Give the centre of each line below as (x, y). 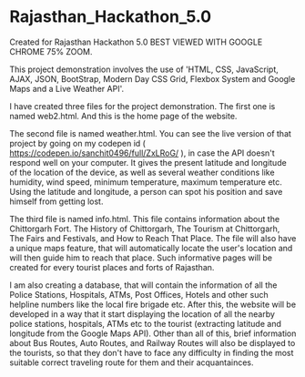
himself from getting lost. (56, 201)
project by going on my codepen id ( (77, 143)
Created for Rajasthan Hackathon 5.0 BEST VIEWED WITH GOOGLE (136, 42)
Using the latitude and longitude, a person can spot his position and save (146, 191)
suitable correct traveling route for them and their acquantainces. (132, 362)
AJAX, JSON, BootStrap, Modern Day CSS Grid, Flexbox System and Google (152, 78)
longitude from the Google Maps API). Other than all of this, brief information (153, 333)
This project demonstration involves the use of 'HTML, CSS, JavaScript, (144, 69)
